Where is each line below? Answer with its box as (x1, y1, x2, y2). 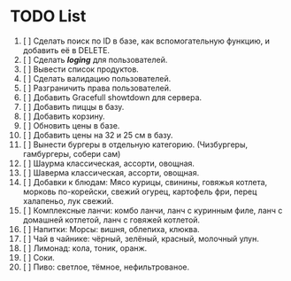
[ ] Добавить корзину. (22, 111, 105, 121)
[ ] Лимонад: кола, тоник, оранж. (22, 242, 148, 254)
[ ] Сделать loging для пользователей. (22, 54, 168, 65)
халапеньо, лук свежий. (22, 195, 114, 206)
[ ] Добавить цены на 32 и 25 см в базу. (22, 129, 173, 140)
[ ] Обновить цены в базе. (22, 120, 120, 130)
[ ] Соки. (22, 252, 56, 262)
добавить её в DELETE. (22, 44, 110, 55)
